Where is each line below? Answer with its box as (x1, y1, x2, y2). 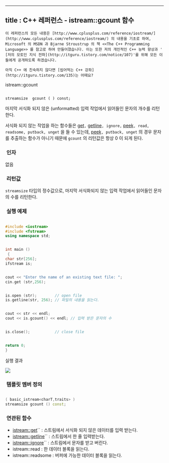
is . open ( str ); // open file (5, 293, 82, 298)
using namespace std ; (5, 234, 51, 239)
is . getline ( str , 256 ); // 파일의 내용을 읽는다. (5, 298, 100, 303)
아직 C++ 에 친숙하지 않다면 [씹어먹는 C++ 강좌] (5, 67, 95, 72)
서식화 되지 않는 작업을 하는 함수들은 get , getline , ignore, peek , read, (5, 122, 149, 128)
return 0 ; (5, 343, 26, 348)
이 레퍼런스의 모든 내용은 (5, 31, 50, 36)
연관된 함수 (6, 414, 32, 422)
